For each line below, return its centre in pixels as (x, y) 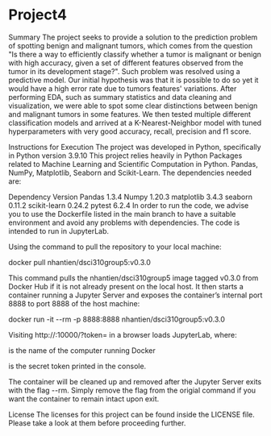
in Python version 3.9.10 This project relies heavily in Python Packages (125, 156)
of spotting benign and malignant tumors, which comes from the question (130, 45)
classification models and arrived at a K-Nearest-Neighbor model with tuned (135, 122)
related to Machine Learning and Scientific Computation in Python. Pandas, (133, 164)
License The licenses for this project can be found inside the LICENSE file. (132, 414)
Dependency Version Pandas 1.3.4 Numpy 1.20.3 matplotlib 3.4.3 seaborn (130, 197)
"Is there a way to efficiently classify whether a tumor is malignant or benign (135, 54)
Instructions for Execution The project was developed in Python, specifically (135, 147)
